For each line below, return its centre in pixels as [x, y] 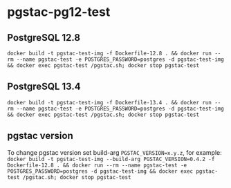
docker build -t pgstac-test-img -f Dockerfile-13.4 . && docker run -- [114, 102]
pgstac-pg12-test [59, 12]
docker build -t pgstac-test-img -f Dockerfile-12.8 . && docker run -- [114, 53]
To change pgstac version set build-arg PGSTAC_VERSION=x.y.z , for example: [115, 152]
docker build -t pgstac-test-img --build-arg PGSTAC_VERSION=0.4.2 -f [111, 159]
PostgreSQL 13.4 [44, 87]
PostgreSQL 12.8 [44, 38]
